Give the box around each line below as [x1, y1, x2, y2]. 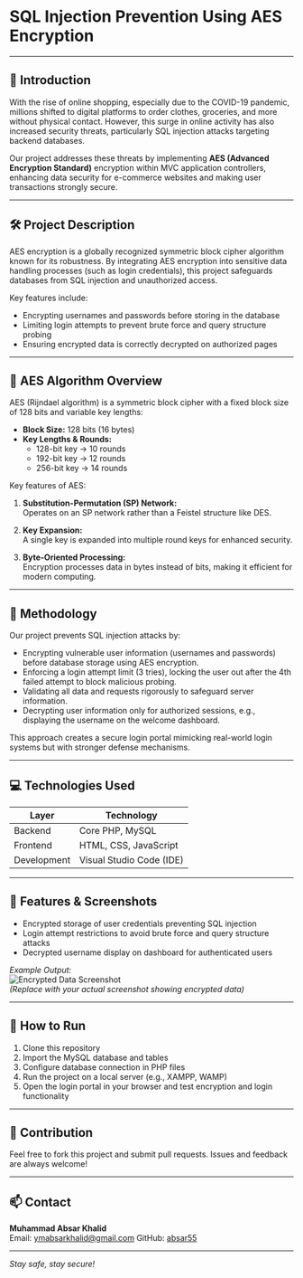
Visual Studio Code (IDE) [78, 854, 185, 866]
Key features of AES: [9, 480, 87, 491]
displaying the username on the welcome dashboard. [22, 715, 221, 725]
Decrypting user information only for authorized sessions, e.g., [22, 705, 256, 716]
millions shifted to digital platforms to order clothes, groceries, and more [9, 106, 278, 117]
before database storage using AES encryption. [22, 658, 199, 668]
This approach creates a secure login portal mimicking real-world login [9, 733, 273, 743]
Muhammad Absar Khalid [9, 1223, 107, 1234]
